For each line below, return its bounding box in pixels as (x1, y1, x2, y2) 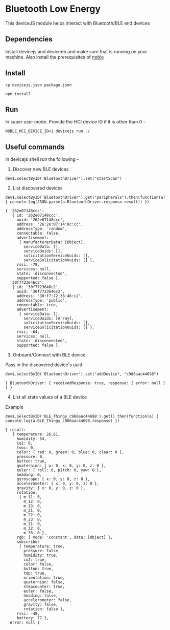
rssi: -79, (16, 262, 40, 267)
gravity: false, (23, 602, 58, 607)
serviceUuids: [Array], (23, 316, 74, 321)
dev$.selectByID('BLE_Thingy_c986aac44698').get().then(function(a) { (5, 414, 159, 419)
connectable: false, (16, 231, 60, 236)
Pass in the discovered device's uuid (5, 362, 83, 368)
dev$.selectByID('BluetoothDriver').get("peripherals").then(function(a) (5, 195, 166, 200)
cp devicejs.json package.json (5, 82, 72, 88)
